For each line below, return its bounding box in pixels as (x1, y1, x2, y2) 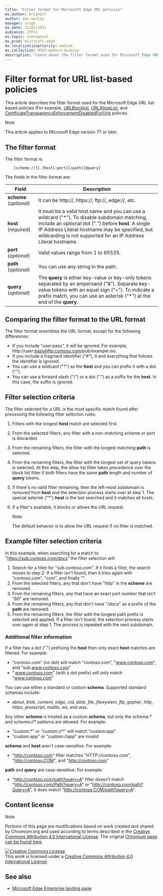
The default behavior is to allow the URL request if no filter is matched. (12, 523, 154, 529)
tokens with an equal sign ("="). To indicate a (51, 286, 154, 293)
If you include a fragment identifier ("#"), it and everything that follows (12, 353, 153, 359)
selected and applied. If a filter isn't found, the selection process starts (12, 616, 154, 622)
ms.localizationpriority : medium (5, 43, 73, 48)
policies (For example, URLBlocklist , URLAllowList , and (18, 105, 128, 111)
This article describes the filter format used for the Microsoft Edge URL (5, 100, 147, 106)
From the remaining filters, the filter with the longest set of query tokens (12, 459, 156, 465)
